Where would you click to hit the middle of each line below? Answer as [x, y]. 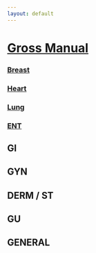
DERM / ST [30, 195]
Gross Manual [48, 48]
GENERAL [29, 243]
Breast [18, 70]
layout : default [30, 14]
